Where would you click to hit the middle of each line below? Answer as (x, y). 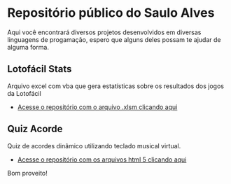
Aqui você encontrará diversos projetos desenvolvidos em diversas (104, 32)
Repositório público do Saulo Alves (111, 13)
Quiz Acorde (35, 129)
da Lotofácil (24, 93)
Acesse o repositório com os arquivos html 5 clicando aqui (102, 160)
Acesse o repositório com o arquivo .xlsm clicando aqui (97, 107)
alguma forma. (28, 47)
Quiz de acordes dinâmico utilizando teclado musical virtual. (94, 146)
